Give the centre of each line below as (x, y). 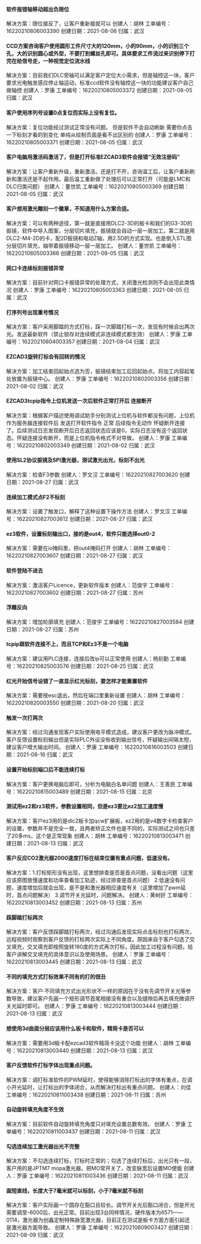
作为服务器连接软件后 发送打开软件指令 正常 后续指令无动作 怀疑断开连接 (96, 423)
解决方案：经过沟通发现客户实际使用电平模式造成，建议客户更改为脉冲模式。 (100, 732)
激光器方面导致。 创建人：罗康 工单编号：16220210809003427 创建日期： (103, 1228)
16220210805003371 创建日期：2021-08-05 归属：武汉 (74, 142)
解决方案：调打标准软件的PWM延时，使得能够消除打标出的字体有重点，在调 (99, 1080)
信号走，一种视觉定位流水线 (56, 61)
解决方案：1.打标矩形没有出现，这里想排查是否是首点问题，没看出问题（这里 (100, 873)
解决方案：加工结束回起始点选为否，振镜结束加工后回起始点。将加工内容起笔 (100, 371)
